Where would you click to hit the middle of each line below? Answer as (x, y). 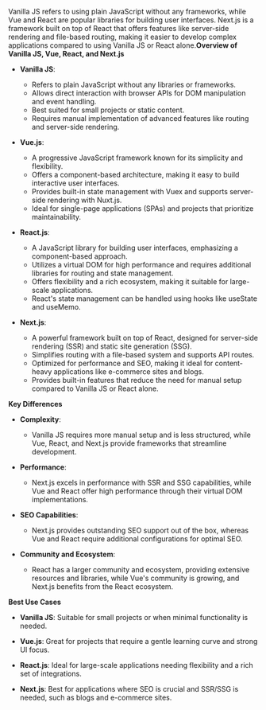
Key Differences (35, 404)
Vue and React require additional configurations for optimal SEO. (137, 539)
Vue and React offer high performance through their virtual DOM (137, 491)
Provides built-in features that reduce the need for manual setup (137, 380)
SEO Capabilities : (49, 515)
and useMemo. (56, 307)
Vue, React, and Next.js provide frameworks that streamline (129, 443)
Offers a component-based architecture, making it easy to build (135, 175)
